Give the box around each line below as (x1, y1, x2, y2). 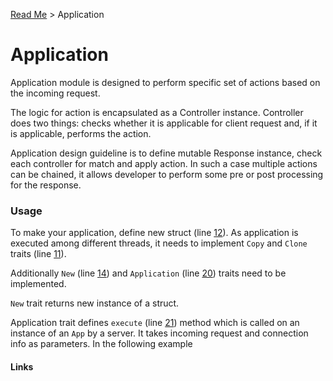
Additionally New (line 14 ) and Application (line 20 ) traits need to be (10, 267, 287, 279)
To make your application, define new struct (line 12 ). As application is (10, 227, 299, 239)
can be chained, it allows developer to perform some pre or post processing (10, 168, 324, 180)
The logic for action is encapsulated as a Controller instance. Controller (10, 106, 304, 118)
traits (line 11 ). (10, 248, 67, 260)
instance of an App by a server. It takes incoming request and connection (10, 327, 309, 339)
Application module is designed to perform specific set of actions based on (10, 76, 321, 88)
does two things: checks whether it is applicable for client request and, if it (10, 117, 318, 129)
